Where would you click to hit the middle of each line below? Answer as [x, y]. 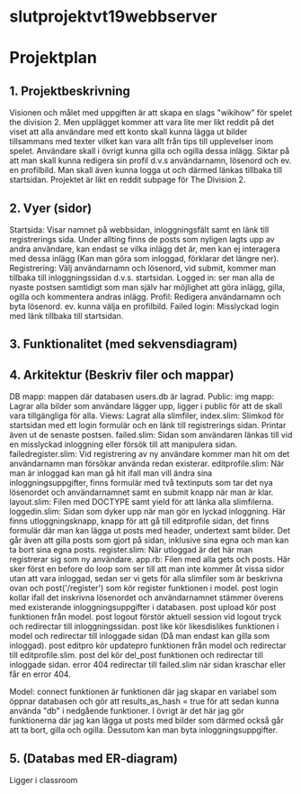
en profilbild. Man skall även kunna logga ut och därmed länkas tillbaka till [146, 170]
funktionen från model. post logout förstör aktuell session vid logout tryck [146, 617]
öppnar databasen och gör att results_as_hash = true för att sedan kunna [144, 701]
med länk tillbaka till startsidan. [66, 316]
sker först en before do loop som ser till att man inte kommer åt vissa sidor [147, 569]
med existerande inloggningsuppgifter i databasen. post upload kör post [143, 607]
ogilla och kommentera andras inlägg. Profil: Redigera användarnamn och [145, 297]
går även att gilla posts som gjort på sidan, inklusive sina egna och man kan [149, 540]
